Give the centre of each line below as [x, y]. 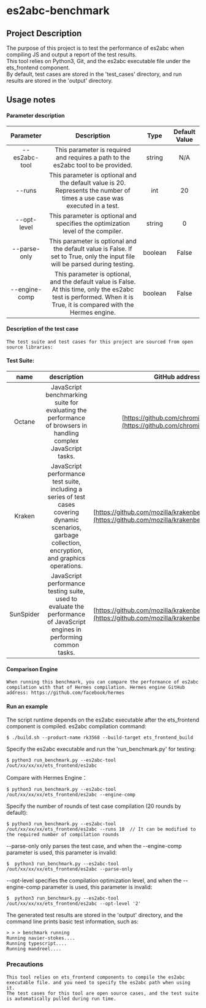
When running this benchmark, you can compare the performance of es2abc [103, 682]
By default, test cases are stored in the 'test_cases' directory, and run [94, 74]
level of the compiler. [93, 231]
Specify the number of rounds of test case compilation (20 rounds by [94, 806]
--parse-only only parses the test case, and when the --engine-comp [94, 846]
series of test [67, 497]
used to [67, 599]
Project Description [44, 33]
